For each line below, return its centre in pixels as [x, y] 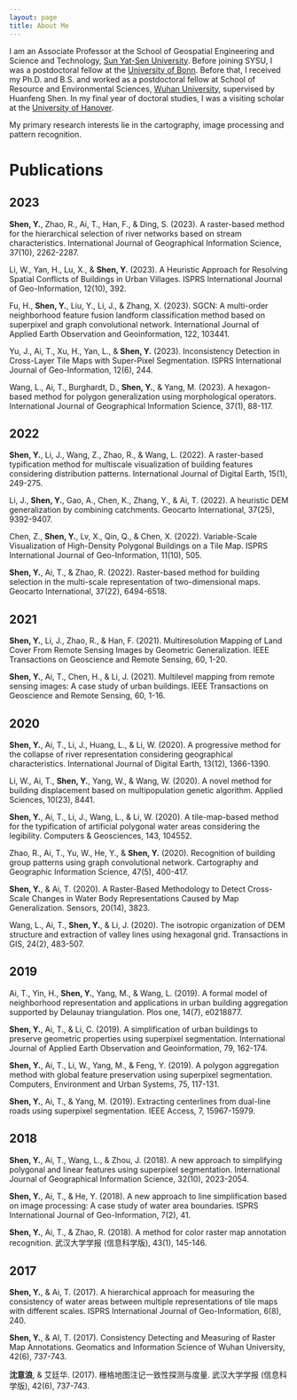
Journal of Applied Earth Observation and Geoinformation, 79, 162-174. [139, 1048]
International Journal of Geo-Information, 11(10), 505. [106, 555]
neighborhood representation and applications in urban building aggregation [148, 1003]
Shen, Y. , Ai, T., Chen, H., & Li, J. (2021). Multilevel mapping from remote [142, 677]
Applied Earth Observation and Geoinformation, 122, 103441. [120, 334]
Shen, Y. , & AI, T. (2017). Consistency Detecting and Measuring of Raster [142, 1338]
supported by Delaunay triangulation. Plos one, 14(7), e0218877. [126, 1011]
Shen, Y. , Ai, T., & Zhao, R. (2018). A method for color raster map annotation [148, 1232]
